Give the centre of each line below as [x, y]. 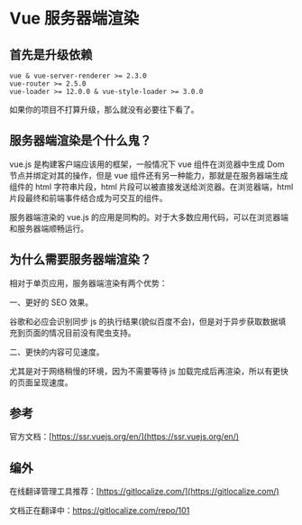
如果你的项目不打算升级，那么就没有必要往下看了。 [104, 110]
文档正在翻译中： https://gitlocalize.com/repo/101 [100, 511]
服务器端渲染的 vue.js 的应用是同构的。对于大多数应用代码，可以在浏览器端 [149, 216]
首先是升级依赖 [51, 55]
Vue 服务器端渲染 [74, 18]
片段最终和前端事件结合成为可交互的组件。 [88, 198]
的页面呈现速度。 [41, 382]
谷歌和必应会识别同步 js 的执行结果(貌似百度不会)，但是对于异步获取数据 [144, 321]
